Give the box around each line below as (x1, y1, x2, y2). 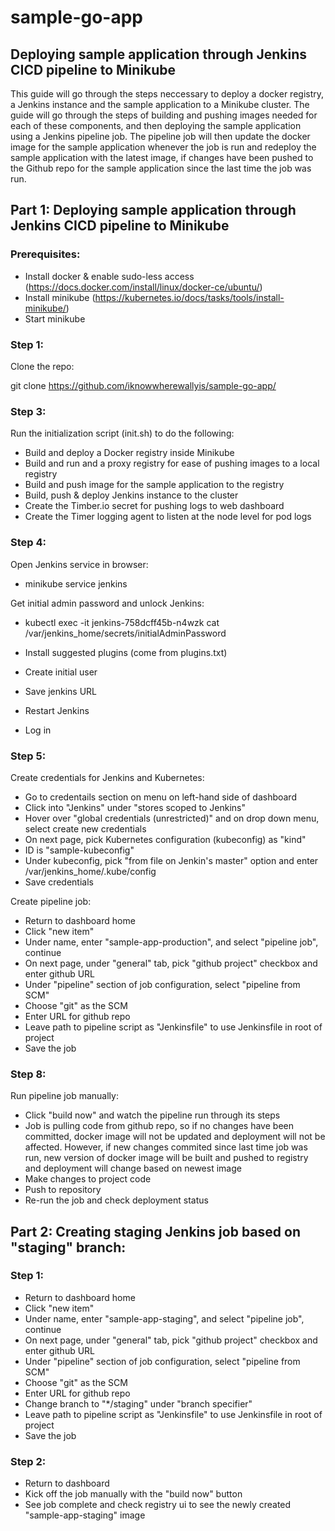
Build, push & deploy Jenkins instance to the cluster (24, 489, 239, 501)
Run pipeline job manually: (10, 1090, 119, 1102)
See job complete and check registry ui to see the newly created (24, 1499, 292, 1511)
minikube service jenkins (24, 577, 128, 590)
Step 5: (10, 749, 47, 763)
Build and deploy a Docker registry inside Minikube (24, 447, 235, 459)
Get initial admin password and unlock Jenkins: (10, 597, 205, 609)
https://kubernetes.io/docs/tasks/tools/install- (94, 291, 285, 303)
